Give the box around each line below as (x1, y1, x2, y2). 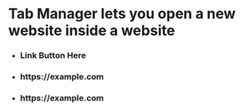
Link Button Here (19, 50, 86, 61)
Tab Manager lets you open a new (8, 5, 236, 23)
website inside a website (8, 21, 175, 40)
